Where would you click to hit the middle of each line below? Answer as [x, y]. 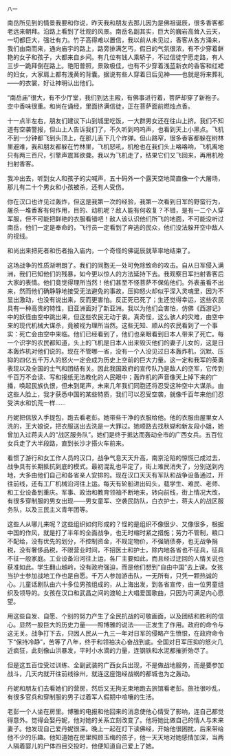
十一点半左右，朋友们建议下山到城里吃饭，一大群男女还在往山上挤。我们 [109, 121]
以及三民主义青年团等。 [58, 509]
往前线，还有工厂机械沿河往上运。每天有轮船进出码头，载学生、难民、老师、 [115, 484]
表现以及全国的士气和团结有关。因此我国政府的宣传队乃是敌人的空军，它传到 [115, 368]
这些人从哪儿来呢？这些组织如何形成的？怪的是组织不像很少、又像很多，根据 [115, 524]
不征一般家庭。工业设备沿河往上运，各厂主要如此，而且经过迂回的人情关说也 [115, 558]
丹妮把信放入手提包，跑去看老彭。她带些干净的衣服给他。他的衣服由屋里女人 [115, 417]
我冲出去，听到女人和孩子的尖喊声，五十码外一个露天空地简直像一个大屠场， [115, 178]
